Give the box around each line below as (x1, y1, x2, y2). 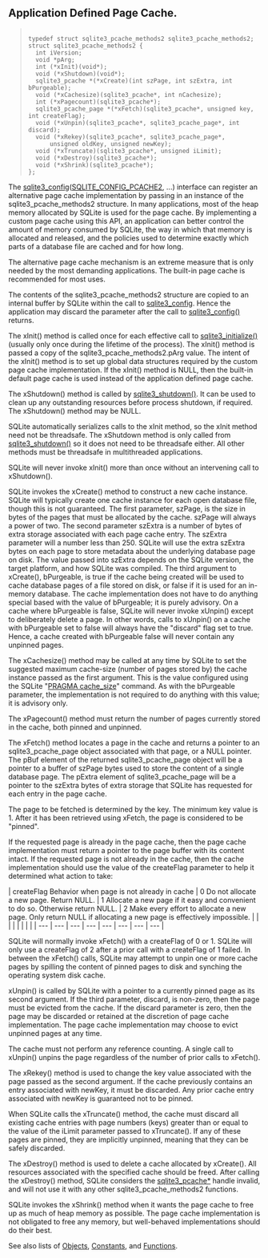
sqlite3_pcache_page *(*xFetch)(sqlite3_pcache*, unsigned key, (35, 104, 254, 113)
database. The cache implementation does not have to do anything (37, 589, 258, 598)
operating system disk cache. (8, 970, 106, 980)
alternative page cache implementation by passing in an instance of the (8, 190, 244, 200)
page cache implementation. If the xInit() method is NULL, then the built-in (8, 365, 254, 374)
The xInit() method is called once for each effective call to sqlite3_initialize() (8, 330, 258, 340)
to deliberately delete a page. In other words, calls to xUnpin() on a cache (8, 614, 250, 624)
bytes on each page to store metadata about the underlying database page (8, 546, 256, 556)
